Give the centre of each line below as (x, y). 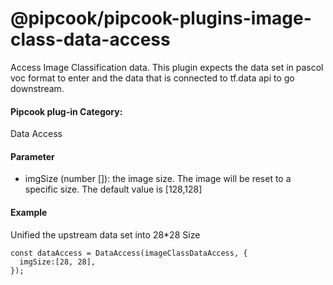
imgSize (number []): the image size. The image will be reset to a (158, 179)
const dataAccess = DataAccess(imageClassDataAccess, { (129, 253)
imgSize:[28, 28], (58, 262)
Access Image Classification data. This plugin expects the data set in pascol (167, 67)
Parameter (32, 156)
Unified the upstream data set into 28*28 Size (105, 234)
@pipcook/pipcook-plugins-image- (161, 18)
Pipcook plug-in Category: (66, 111)
